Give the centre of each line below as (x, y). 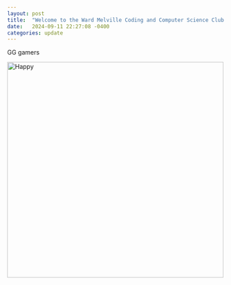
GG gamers (24, 52)
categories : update (35, 33)
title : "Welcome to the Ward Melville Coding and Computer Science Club (116, 20)
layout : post (26, 13)
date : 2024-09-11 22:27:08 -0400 (58, 26)
